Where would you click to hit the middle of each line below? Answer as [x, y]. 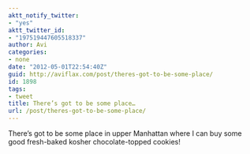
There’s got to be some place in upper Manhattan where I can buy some [125, 133]
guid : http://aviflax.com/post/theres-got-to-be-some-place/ [111, 74]
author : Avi [28, 45]
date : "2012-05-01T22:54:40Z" [58, 67]
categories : [28, 52]
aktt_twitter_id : [37, 30]
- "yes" [21, 23]
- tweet [21, 96]
